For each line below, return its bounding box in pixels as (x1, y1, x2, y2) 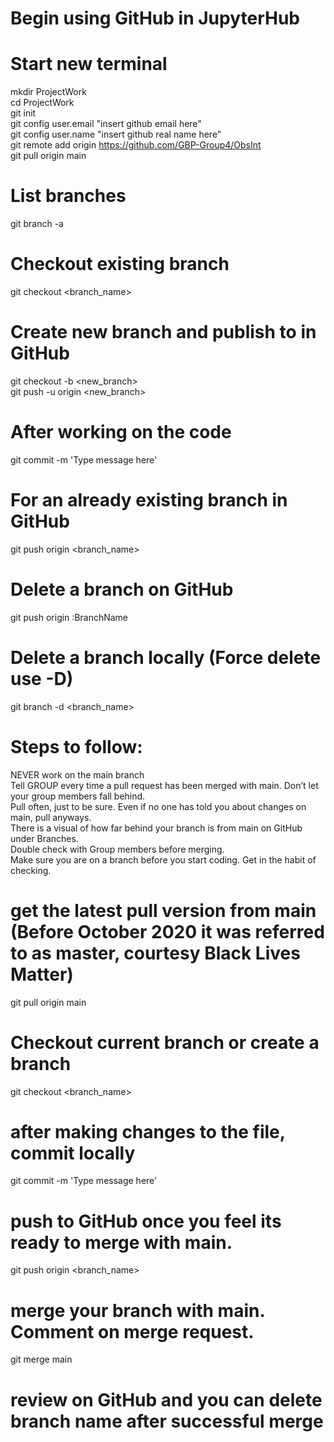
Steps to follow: (10, 735, 143, 758)
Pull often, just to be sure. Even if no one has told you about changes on (10, 800, 307, 812)
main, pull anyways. (10, 811, 92, 823)
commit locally (10, 1142, 136, 1164)
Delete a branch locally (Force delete (10, 646, 322, 669)
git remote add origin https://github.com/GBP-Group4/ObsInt (10, 139, 262, 151)
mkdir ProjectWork (10, 86, 87, 98)
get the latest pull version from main (10, 899, 317, 922)
